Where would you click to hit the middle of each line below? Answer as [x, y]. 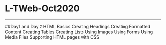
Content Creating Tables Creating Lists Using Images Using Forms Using [79, 32]
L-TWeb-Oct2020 [42, 9]
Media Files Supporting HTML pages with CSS [52, 37]
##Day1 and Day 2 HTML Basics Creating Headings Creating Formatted [78, 26]
